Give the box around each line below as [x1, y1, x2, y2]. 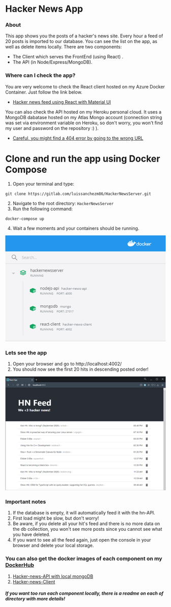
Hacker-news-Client [12, 578, 55, 584]
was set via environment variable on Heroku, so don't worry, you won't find [5, 120, 163, 126]
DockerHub [5, 561, 34, 569]
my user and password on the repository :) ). [5, 125, 99, 131]
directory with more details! [5, 596, 66, 602]
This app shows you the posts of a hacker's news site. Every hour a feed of [5, 33, 163, 39]
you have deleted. [12, 531, 51, 537]
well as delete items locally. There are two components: [5, 44, 122, 50]
